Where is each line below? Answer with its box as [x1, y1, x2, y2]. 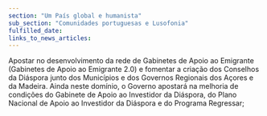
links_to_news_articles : [8, 34, 92, 42]
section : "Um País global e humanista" [8, 11, 142, 20]
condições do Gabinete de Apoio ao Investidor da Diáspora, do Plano [8, 90, 237, 100]
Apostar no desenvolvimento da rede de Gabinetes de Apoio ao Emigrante [8, 56, 255, 66]
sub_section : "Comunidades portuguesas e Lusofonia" [8, 19, 189, 27]
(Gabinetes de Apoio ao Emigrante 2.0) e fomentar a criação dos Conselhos [8, 65, 260, 74]
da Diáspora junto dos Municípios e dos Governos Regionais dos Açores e [8, 73, 254, 82]
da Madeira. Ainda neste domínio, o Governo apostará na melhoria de [8, 82, 239, 91]
